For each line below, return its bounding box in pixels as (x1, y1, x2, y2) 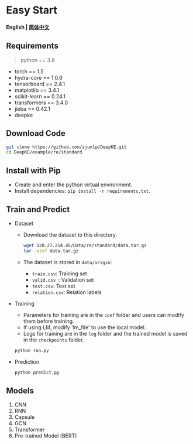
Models (6, 385, 34, 395)
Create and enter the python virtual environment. (14, 181, 133, 188)
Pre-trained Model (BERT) (14, 432, 77, 439)
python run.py (14, 347, 49, 353)
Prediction (14, 358, 40, 365)
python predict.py (14, 370, 60, 375)
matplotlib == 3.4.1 (14, 86, 60, 94)
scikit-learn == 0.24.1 (14, 93, 66, 100)
